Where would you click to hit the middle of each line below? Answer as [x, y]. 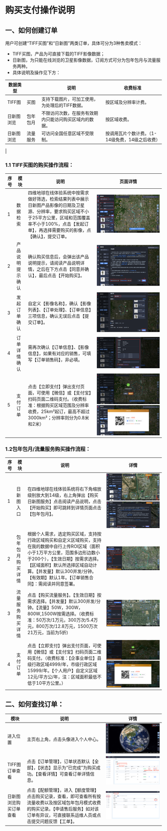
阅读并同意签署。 [60, 584]
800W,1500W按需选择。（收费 [58, 614]
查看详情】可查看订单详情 [64, 774]
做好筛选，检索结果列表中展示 [59, 199]
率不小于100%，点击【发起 [56, 224]
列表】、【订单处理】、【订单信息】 [60, 310]
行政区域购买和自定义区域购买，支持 [64, 540]
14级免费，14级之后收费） [133, 140]
